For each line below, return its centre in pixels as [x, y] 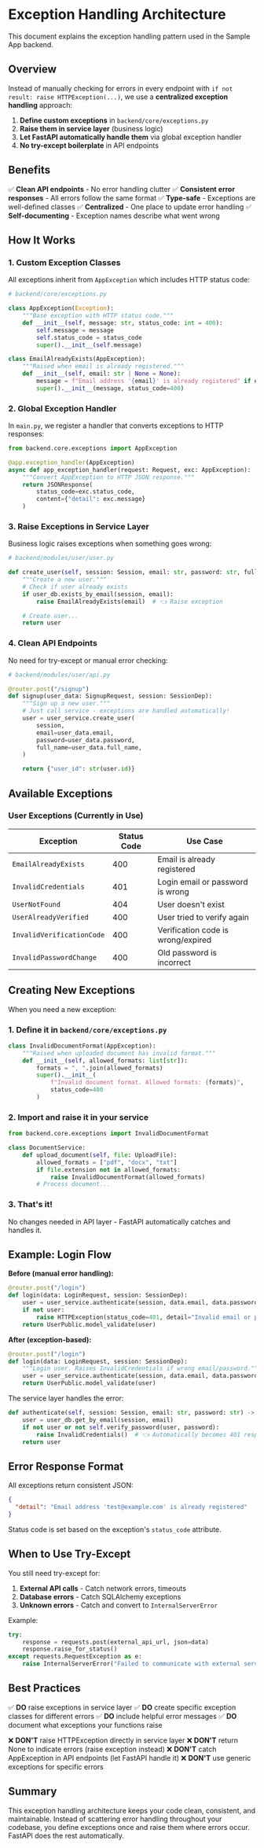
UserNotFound [37, 904]
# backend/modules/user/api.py [59, 675]
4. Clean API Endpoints [53, 643]
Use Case [205, 841]
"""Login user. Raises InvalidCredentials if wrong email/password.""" [142, 1369]
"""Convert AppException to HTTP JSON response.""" [108, 477]
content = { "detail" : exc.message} [91, 499]
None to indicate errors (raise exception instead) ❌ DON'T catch [112, 1749]
